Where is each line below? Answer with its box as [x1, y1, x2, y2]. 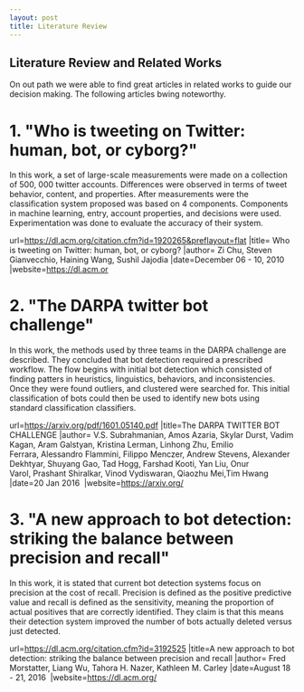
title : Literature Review [9, 22, 107, 31]
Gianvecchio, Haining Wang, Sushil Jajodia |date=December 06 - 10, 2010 [9, 254, 285, 265]
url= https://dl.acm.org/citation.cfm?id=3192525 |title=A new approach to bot [9, 643, 295, 654]
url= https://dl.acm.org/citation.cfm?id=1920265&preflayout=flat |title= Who [9, 235, 290, 246]
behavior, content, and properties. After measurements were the [9, 189, 249, 200]
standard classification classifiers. [9, 403, 137, 413]
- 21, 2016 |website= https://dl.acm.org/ [9, 672, 157, 683]
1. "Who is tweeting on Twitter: [9, 120, 246, 141]
